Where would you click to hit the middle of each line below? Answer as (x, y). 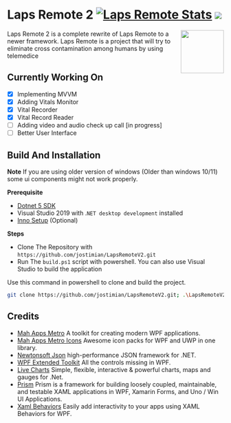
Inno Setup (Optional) (47, 220)
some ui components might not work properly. (73, 178)
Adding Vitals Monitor (48, 102)
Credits (23, 317)
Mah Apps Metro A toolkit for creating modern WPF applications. (109, 333)
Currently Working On (55, 78)
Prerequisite (25, 192)
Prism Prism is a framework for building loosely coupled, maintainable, (117, 384)
